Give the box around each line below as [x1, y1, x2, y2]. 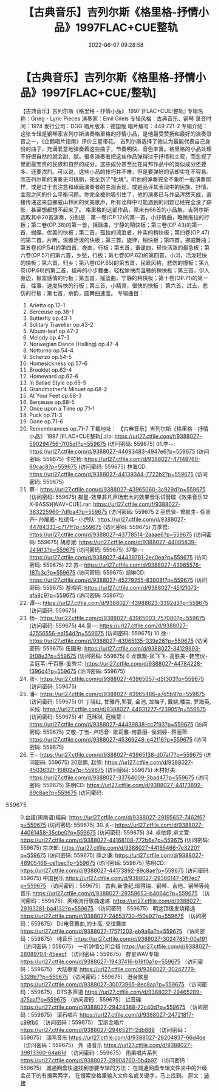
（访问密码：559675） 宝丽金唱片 [39, 1019, 124, 1026]
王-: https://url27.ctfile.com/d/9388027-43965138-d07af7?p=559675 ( [29, 751, 206, 758]
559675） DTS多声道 [30, 988, 84, 995]
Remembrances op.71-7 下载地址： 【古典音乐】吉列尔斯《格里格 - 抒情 [29, 425, 209, 432]
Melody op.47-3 [29, 333, 70, 341]
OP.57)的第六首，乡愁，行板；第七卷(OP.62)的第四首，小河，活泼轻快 [33, 251, 207, 259]
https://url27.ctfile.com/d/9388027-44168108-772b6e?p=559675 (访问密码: [20, 836, 209, 844]
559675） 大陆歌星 [30, 965, 79, 972]
